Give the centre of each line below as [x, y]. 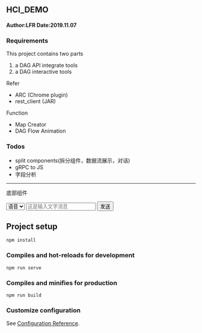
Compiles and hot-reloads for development [71, 256]
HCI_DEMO [27, 10]
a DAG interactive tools [43, 72]
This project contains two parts [45, 54]
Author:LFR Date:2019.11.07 [41, 25]
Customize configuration [44, 310]
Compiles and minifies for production [62, 283]
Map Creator [31, 125]
